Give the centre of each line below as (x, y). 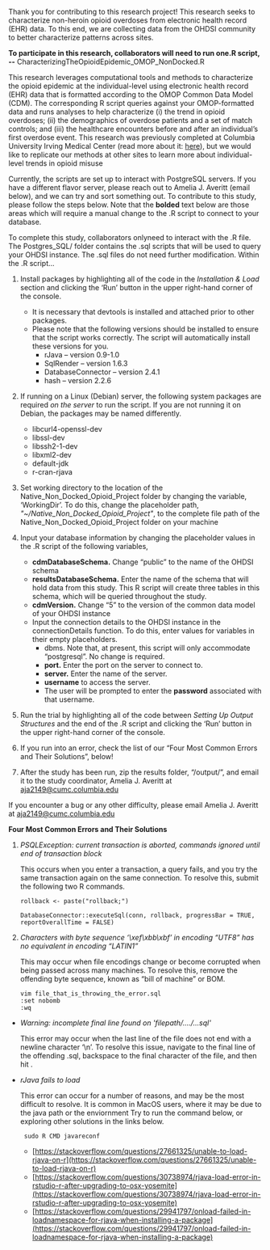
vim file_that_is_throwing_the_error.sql (90, 994)
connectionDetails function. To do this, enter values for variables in (143, 631)
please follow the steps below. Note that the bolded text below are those (129, 205)
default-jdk (50, 463)
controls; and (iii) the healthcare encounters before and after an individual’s (133, 129)
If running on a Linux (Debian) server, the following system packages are (141, 396)
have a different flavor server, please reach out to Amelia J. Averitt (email (129, 188)
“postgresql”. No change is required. (104, 657)
